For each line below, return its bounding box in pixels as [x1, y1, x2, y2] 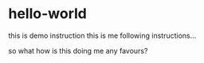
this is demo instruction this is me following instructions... [8, 31, 197, 40]
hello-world [8, 5, 88, 23]
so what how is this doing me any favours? [8, 46, 148, 55]
